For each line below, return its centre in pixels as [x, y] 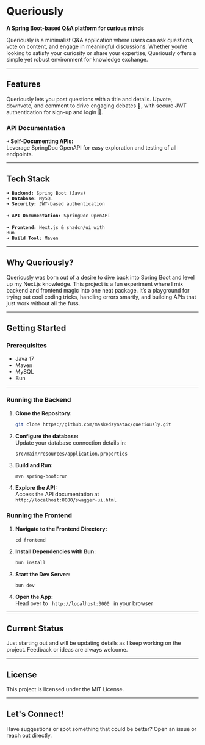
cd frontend [30, 540]
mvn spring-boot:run [41, 476]
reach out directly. [29, 735]
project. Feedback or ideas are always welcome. [67, 650]
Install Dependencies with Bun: [56, 551]
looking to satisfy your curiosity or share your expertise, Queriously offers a [101, 53]
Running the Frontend [39, 515]
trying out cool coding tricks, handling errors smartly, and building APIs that [101, 297]
